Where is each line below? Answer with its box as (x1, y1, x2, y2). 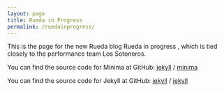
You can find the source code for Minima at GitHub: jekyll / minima (7, 63, 198, 72)
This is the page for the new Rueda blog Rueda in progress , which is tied (7, 43, 218, 51)
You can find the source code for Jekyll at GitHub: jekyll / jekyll (7, 77, 188, 85)
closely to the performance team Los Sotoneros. (7, 49, 147, 58)
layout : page (7, 10, 45, 17)
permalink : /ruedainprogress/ (7, 23, 96, 30)
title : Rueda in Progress (7, 17, 82, 24)
